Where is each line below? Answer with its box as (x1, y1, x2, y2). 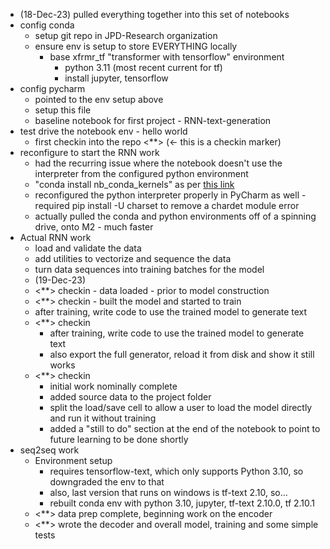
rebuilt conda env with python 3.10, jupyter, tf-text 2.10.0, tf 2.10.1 (49, 497, 316, 509)
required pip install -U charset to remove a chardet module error (34, 200, 300, 211)
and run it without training (49, 412, 157, 424)
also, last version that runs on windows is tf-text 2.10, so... (49, 487, 288, 498)
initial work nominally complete (49, 380, 178, 392)
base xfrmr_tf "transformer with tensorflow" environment (49, 51, 285, 63)
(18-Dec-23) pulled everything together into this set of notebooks (19, 9, 290, 20)
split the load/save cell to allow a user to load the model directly (49, 402, 313, 413)
